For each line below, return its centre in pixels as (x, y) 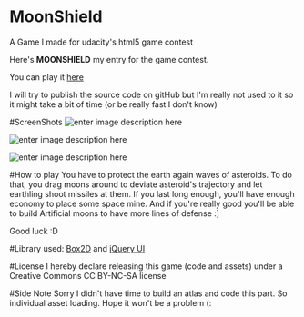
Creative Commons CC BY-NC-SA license (88, 275)
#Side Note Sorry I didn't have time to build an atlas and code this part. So (149, 293)
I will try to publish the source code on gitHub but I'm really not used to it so (152, 94)
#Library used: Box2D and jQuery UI (77, 248)
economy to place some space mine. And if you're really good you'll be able (152, 203)
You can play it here (47, 77)
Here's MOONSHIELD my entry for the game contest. (109, 59)
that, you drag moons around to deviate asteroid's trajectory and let (136, 184)
